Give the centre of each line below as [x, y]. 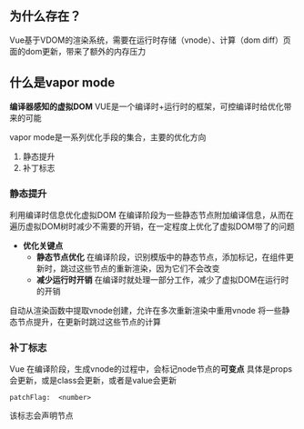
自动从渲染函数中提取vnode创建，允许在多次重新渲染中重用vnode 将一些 [146, 310]
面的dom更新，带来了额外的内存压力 [78, 51]
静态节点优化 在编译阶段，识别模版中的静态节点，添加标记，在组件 [161, 256]
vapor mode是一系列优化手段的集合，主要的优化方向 [108, 137]
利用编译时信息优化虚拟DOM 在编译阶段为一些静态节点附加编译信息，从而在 [152, 214]
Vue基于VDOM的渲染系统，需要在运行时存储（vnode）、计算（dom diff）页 [150, 40]
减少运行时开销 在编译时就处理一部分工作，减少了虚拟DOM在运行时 [162, 279]
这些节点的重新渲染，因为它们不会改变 [148, 268]
